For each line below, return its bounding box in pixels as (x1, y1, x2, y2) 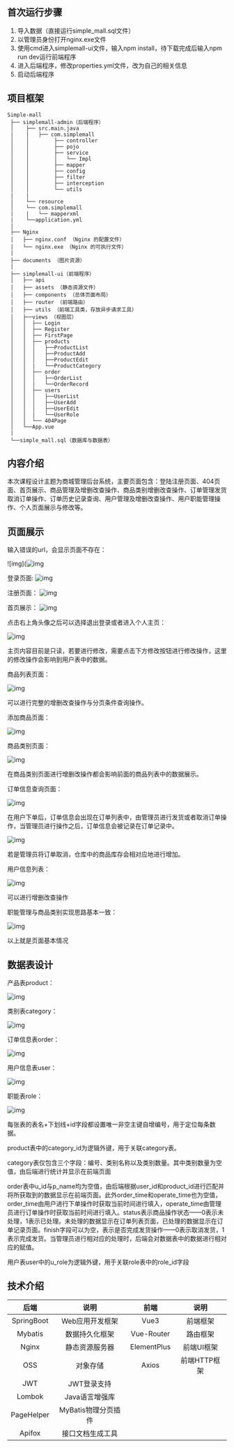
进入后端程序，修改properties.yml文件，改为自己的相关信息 (17, 61, 188, 70)
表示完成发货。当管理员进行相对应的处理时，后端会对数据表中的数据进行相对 (7, 1235, 227, 1243)
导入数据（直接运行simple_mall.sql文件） (17, 26, 135, 35)
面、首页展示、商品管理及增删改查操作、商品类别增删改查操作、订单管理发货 (7, 486, 227, 494)
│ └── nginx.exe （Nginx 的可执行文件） (10, 243, 127, 250)
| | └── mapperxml (10, 210, 79, 218)
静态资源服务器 (65, 1342, 115, 1352)
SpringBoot (11, 1316, 49, 1325)
